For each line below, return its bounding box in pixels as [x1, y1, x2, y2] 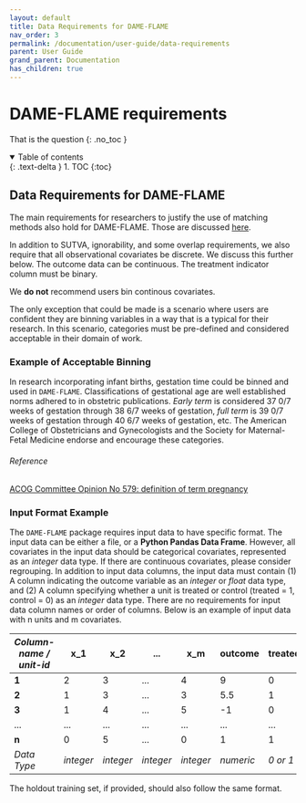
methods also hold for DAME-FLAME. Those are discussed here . [9, 221, 252, 233]
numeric [219, 754, 256, 766]
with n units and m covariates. [9, 614, 122, 625]
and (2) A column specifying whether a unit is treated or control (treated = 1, [9, 585, 295, 596]
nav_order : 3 [9, 30, 59, 39]
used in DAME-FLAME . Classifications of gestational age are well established [9, 385, 287, 397]
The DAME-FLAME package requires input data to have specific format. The [9, 527, 282, 538]
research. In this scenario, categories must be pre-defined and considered [9, 323, 290, 334]
